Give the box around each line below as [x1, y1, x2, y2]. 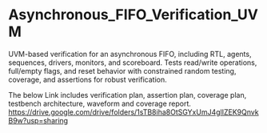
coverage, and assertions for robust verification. [8, 75, 167, 84]
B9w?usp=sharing [8, 115, 69, 125]
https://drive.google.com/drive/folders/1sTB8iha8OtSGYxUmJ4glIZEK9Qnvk [8, 107, 259, 117]
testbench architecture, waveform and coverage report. [8, 99, 192, 108]
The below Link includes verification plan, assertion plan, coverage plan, [8, 90, 247, 99]
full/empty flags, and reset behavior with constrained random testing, [8, 66, 237, 75]
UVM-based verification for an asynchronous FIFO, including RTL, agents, [8, 49, 252, 58]
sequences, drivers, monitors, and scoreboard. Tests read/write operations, [8, 58, 257, 67]
